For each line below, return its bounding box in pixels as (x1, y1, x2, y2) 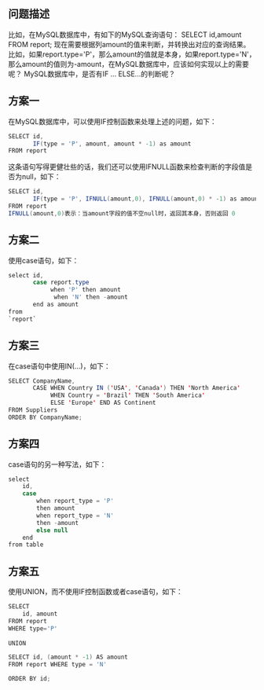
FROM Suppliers (8, 406, 58, 414)
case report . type (32, 278, 90, 287)
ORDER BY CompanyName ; (8, 413, 82, 421)
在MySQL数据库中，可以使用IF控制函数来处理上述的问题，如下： (8, 116, 218, 126)
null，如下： (21, 172, 61, 182)
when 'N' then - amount (53, 293, 128, 301)
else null (36, 526, 68, 534)
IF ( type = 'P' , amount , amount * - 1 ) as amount (32, 140, 192, 148)
